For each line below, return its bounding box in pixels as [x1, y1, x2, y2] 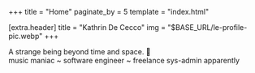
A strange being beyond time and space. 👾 [8, 47, 152, 56]
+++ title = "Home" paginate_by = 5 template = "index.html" [8, 7, 210, 16]
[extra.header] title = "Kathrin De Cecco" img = [8, 23, 166, 32]
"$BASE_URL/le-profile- [167, 23, 248, 32]
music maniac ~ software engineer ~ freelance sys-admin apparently [8, 56, 240, 65]
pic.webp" [8, 32, 43, 41]
